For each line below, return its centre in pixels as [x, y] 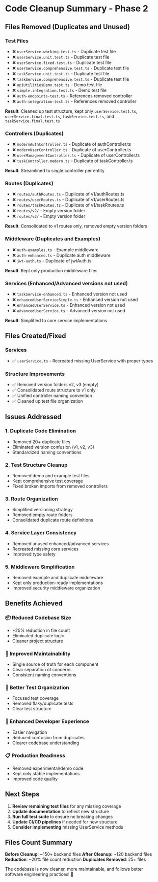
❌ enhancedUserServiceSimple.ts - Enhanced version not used [75, 300]
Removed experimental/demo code [48, 768]
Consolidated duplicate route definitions [53, 520]
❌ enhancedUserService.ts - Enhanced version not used [68, 305]
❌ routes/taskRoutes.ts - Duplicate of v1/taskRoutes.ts [68, 205]
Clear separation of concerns [42, 669]
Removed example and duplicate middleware [58, 577]
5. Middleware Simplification [40, 567]
